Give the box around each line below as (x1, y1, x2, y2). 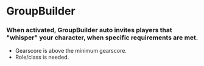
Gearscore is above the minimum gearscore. (15, 47, 127, 54)
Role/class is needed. (15, 53, 69, 61)
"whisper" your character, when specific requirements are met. (6, 33, 199, 42)
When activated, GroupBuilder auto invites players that (6, 26, 172, 35)
